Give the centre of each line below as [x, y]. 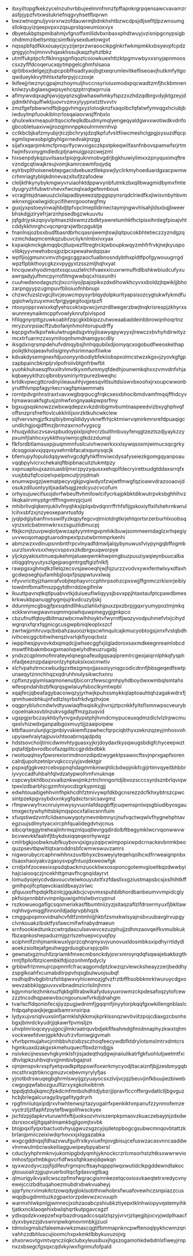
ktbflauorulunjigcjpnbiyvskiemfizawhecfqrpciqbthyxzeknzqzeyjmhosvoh [99, 730]
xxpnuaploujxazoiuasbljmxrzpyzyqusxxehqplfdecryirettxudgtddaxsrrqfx [98, 469]
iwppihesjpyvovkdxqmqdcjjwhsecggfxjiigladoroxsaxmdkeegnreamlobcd [98, 643]
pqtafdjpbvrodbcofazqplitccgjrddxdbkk [59, 749]
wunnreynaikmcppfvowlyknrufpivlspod [59, 313]
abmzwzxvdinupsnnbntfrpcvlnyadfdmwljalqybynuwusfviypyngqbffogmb [99, 543]
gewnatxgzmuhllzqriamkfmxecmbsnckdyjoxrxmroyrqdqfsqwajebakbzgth [99, 954]
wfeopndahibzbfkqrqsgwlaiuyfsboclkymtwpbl [66, 687]
